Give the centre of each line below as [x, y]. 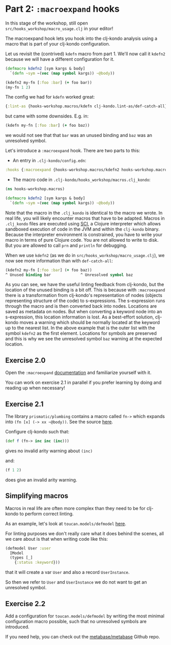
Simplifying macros [37, 496]
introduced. [17, 627]
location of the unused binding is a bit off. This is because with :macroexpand [85, 290]
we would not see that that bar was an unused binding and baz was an [79, 135]
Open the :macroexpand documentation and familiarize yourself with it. [78, 373]
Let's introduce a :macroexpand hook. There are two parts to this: [73, 151]
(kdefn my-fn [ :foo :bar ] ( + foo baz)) [48, 126]
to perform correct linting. [47, 514]
